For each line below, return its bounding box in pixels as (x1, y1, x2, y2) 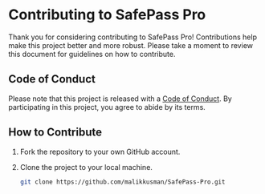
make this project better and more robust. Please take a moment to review (8, 40, 253, 50)
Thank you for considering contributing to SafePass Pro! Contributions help (8, 32, 257, 42)
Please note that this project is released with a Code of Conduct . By (8, 94, 233, 103)
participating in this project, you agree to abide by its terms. (8, 102, 206, 111)
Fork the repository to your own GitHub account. (19, 147, 181, 156)
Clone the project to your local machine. (19, 162, 153, 172)
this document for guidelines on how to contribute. (8, 49, 176, 59)
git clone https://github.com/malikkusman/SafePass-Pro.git (19, 178, 226, 186)
